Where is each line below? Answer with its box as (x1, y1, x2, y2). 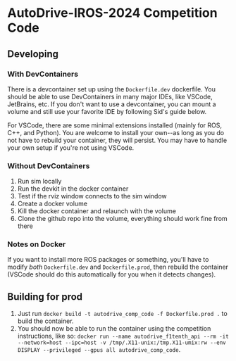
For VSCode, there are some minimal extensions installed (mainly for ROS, (7, 121, 223, 129)
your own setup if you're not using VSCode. (7, 143, 135, 152)
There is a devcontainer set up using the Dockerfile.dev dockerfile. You (7, 84, 216, 93)
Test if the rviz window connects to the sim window (17, 192, 167, 201)
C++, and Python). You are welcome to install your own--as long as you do (7, 128, 224, 137)
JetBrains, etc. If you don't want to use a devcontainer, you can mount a (7, 100, 216, 108)
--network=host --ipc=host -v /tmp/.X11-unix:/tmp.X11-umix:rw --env (17, 339, 227, 346)
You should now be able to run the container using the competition (17, 324, 211, 333)
